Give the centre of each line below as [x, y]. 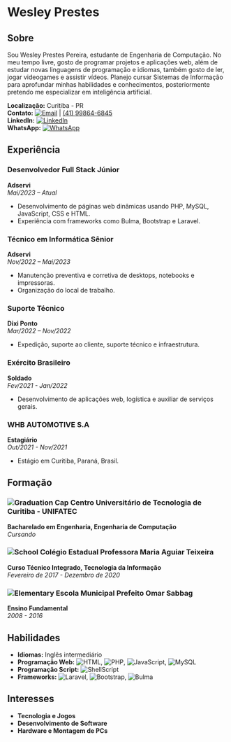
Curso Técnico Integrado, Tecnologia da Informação [84, 567]
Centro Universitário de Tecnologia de [136, 503]
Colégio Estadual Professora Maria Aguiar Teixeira [127, 552]
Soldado [20, 378]
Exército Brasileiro [39, 363]
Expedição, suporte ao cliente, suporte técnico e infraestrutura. [109, 344]
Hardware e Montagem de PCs [62, 730]
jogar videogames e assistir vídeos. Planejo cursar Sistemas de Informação [115, 77]
